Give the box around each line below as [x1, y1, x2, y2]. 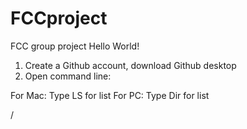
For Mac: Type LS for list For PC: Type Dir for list [10, 89, 210, 101]
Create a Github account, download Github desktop [24, 59, 237, 71]
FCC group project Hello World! [10, 40, 140, 52]
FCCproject [10, 7, 108, 30]
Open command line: [24, 70, 112, 82]
